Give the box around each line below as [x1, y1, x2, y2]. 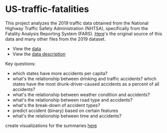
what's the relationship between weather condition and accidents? [12, 91, 150, 97]
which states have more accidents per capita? [12, 70, 108, 76]
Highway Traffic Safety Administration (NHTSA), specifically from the [5, 25, 148, 31]
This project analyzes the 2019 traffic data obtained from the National [5, 20, 149, 26]
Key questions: [5, 60, 36, 66]
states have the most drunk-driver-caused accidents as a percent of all [12, 81, 159, 87]
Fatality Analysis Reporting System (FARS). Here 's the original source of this [5, 30, 162, 36]
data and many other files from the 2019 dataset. [5, 36, 106, 42]
